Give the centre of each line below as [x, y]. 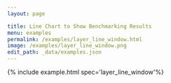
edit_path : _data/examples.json [54, 52]
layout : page [26, 14]
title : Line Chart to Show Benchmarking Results [80, 26]
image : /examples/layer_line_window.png [67, 46]
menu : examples [29, 33]
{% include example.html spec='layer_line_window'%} [86, 72]
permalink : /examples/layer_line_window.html [75, 39]
